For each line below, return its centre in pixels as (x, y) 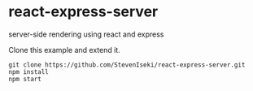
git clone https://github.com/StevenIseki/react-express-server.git (127, 65)
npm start (25, 79)
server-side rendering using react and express (86, 34)
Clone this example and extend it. (64, 50)
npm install (28, 71)
